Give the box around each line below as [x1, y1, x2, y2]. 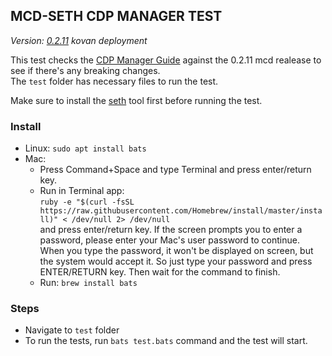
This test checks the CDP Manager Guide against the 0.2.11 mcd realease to [10, 54, 322, 66]
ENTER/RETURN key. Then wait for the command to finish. [39, 266, 281, 278]
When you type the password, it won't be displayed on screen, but [39, 245, 314, 257]
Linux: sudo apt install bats [24, 142, 147, 154]
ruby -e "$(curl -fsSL [39, 197, 135, 208]
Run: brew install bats [39, 277, 138, 289]
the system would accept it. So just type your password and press [39, 255, 313, 268]
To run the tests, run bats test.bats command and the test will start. [24, 335, 308, 347]
